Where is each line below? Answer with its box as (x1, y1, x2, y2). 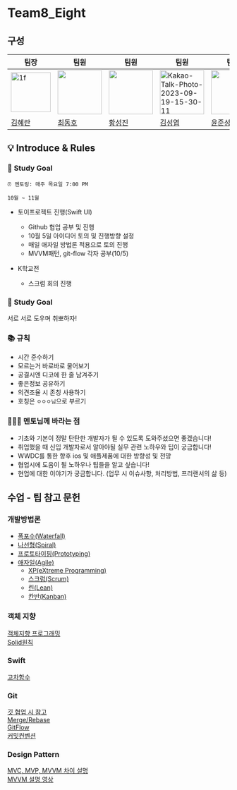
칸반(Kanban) (28, 592, 67, 601)
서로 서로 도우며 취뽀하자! (7, 314, 78, 322)
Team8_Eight (7, 5, 86, 21)
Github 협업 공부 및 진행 (28, 222, 95, 231)
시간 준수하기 (17, 353, 54, 361)
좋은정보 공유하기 (17, 379, 66, 388)
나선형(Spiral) (17, 541, 56, 549)
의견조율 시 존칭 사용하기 (17, 388, 86, 396)
